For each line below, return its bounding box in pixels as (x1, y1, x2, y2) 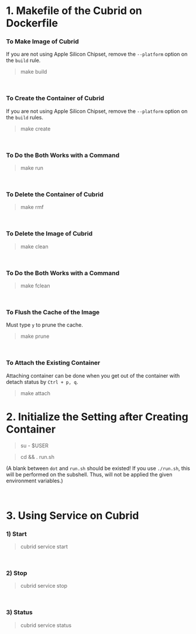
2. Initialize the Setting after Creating (6, 410, 188, 423)
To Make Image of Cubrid (6, 37, 79, 46)
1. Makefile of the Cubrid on (6, 4, 142, 18)
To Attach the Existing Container (6, 359, 101, 367)
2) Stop (6, 569, 27, 577)
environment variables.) (6, 477, 63, 484)
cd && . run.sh (20, 453, 54, 460)
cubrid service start (20, 543, 68, 550)
